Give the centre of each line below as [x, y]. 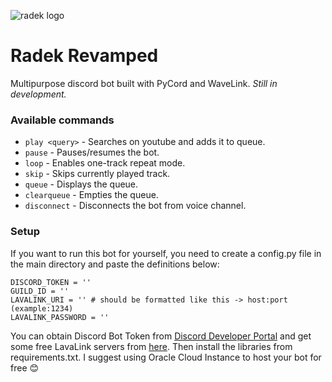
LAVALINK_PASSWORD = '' [60, 317]
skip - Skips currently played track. [97, 174]
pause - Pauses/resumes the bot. [92, 152]
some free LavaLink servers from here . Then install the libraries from [151, 346]
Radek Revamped [84, 56]
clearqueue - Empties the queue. [91, 195]
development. [38, 94]
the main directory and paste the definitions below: [115, 264]
